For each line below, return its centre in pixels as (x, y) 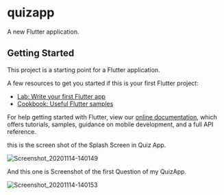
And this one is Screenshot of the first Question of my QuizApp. (97, 171)
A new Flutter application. (43, 32)
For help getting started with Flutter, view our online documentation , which (112, 117)
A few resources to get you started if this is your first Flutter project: (103, 83)
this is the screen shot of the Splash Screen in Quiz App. (87, 145)
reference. (22, 131)
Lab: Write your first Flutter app (61, 96)
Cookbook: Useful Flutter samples (65, 104)
